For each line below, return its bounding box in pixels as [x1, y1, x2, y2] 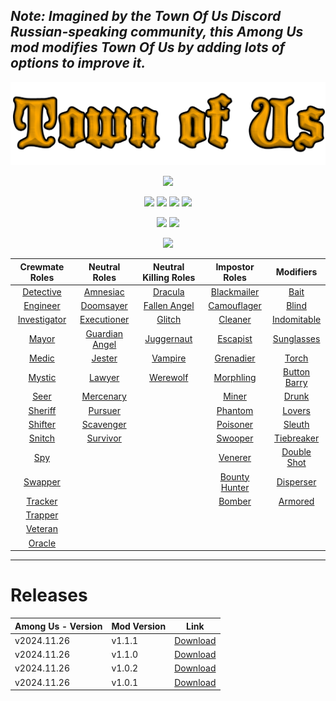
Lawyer [89, 371, 120, 383]
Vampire [151, 352, 187, 364]
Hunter [220, 481, 250, 493]
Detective [22, 285, 62, 298]
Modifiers [275, 266, 318, 278]
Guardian [85, 327, 124, 339]
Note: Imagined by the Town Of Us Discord [10, 8, 282, 25]
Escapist [217, 333, 253, 345]
